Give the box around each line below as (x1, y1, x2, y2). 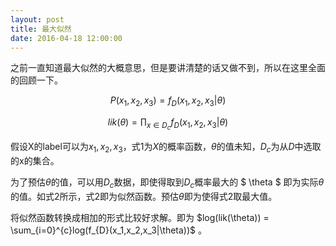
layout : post (10, 14, 65, 25)
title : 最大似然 (10, 24, 72, 34)
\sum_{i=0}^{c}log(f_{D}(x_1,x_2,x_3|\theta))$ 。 (10, 224, 207, 236)
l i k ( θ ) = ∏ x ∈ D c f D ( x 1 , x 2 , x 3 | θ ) (107, 116, 229, 132)
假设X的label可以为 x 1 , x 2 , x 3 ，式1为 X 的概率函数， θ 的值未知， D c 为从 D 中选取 (10, 141, 322, 155)
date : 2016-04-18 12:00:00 (10, 33, 123, 43)
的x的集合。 (10, 155, 60, 167)
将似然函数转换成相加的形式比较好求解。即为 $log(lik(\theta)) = (10, 211, 270, 223)
